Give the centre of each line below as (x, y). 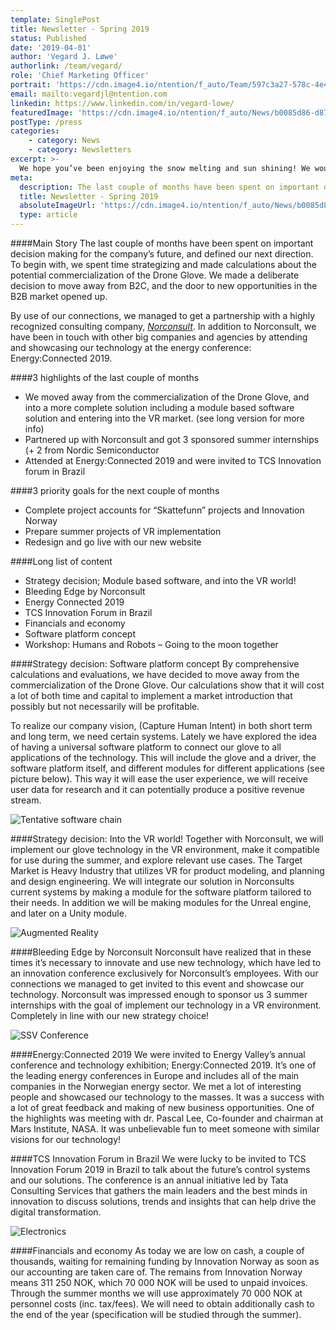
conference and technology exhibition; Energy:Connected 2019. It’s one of (163, 1065)
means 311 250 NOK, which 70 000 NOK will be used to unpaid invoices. (159, 1282)
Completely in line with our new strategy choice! (110, 1015)
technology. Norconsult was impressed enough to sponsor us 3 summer (159, 994)
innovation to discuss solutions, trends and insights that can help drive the (163, 1201)
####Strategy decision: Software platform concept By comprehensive (155, 664)
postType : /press (46, 122)
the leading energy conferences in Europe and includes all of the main (155, 1075)
